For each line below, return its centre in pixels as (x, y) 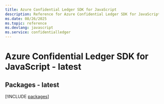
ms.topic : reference (26, 23)
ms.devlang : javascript (29, 28)
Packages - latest (32, 85)
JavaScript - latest (43, 67)
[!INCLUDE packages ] (27, 96)
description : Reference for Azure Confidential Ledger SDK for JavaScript (83, 14)
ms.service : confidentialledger (38, 32)
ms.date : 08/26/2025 (26, 19)
